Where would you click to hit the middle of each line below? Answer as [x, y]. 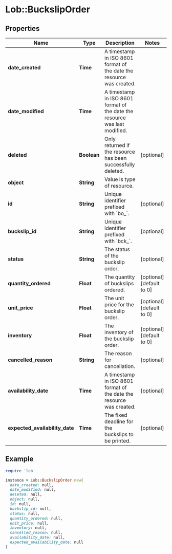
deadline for [119, 421]
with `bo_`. [117, 213]
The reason [118, 353]
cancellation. [120, 366]
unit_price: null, [30, 523]
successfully [120, 164]
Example [19, 459]
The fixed [116, 415]
